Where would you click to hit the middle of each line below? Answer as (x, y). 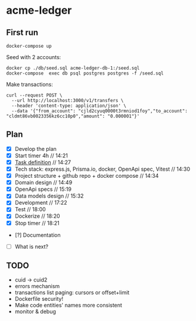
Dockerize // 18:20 (38, 216)
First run (22, 33)
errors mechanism (37, 286)
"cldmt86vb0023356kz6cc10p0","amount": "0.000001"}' (73, 116)
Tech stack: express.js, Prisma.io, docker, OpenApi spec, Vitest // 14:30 (102, 169)
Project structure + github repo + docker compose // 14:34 (87, 176)
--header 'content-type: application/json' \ (69, 106)
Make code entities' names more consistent (68, 305)
